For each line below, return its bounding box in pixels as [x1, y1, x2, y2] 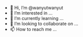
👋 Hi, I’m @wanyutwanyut [10, 5, 63, 10]
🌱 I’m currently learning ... [10, 15, 64, 21]
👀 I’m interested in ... [10, 10, 53, 16]
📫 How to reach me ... [10, 26, 57, 32]
